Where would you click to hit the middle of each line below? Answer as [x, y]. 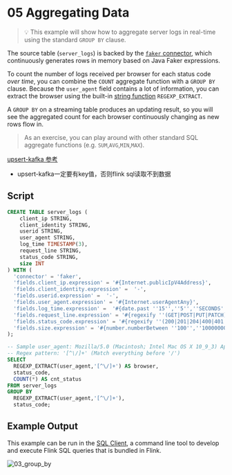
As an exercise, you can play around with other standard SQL [111, 137]
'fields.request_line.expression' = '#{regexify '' [89, 315]
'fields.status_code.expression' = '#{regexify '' [88, 321]
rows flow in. [25, 124]
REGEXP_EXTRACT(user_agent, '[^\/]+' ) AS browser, [86, 366]
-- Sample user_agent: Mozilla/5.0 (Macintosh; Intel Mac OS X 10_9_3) [112, 347]
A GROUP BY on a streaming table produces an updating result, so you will [110, 109]
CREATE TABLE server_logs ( [48, 212]
